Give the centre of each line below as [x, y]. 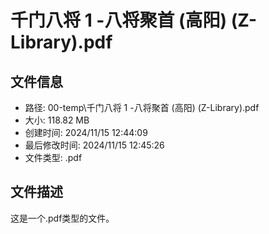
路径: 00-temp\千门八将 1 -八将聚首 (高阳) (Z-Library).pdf [142, 107]
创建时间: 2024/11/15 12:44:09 [86, 132]
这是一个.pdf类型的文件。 [62, 218]
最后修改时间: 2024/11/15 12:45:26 [94, 145]
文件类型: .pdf [53, 157]
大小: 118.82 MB [57, 120]
